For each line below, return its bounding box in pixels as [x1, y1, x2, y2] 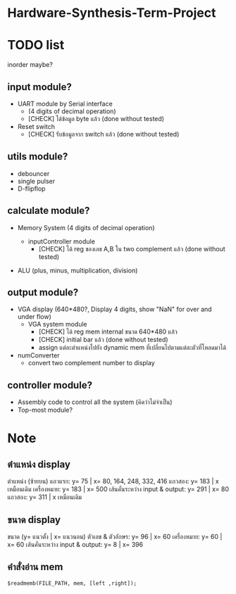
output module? [7, 286, 79, 298]
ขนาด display [7, 514, 61, 526]
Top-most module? [17, 406, 73, 415]
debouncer [17, 169, 50, 177]
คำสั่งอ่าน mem [7, 561, 63, 573]
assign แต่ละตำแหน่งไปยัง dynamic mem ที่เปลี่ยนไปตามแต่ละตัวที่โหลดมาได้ [38, 343, 227, 352]
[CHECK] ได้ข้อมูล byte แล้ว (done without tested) [27, 114, 164, 122]
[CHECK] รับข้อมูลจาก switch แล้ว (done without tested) [27, 129, 180, 138]
